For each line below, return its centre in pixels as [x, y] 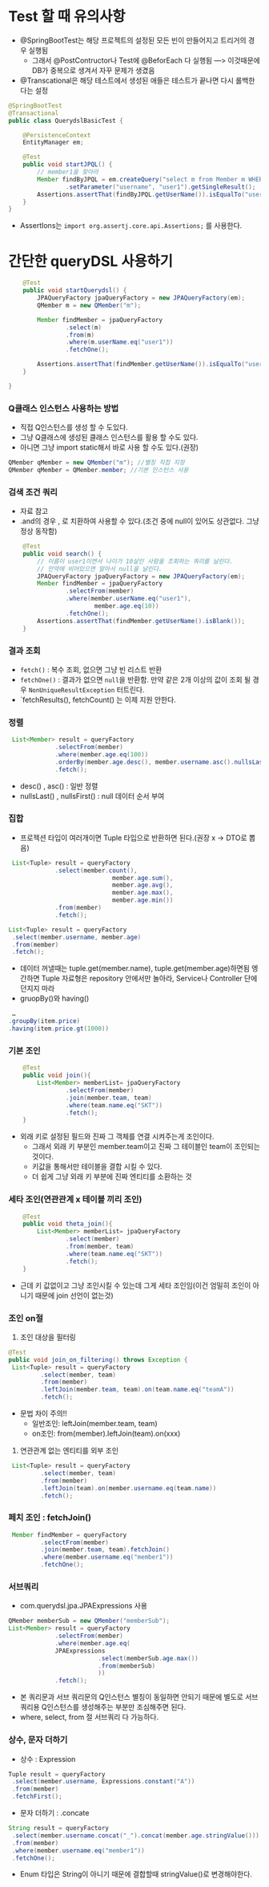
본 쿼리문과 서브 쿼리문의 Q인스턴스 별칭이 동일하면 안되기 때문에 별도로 [132, 1697]
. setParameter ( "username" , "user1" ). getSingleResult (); [161, 187]
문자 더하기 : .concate [54, 1813]
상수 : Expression [48, 1759]
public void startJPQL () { [68, 165]
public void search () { [62, 554]
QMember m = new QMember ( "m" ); [89, 305]
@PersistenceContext [57, 135]
